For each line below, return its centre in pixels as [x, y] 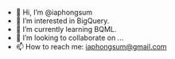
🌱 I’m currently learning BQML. [66, 29]
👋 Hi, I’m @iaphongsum [54, 12]
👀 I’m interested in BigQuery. [62, 21]
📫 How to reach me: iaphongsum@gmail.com [91, 47]
